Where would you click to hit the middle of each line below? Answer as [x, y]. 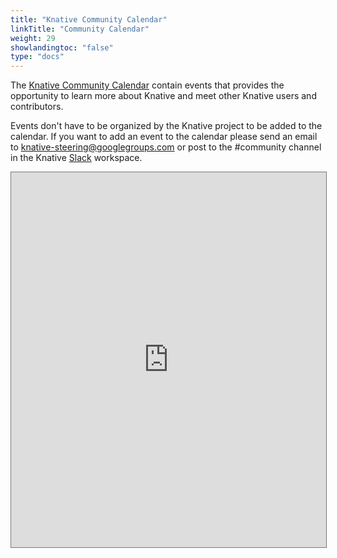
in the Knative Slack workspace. [76, 158]
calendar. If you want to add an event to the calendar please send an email [164, 137]
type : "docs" [37, 57]
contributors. [37, 107]
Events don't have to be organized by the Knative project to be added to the [166, 126]
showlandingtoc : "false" [62, 47]
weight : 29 [33, 38]
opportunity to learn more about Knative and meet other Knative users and [163, 96]
